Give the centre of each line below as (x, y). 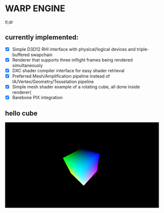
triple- (143, 49)
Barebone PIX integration (37, 98)
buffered (21, 55)
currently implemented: (42, 37)
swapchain (41, 55)
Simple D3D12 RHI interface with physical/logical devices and (74, 49)
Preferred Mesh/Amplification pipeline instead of (61, 76)
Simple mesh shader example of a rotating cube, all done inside (76, 87)
